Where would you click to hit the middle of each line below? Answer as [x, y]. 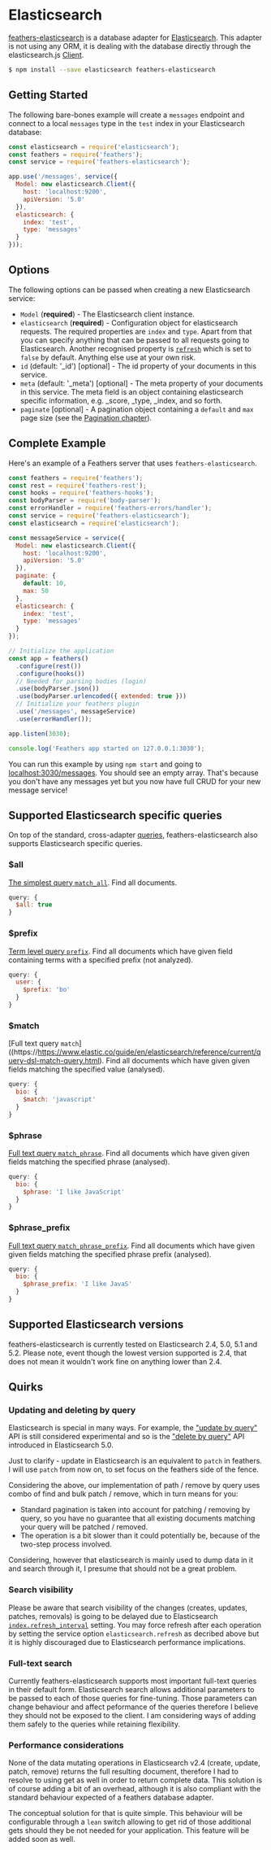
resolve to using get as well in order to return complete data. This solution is [135, 1780]
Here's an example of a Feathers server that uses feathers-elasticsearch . [133, 463]
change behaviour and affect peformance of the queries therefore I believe [133, 1707]
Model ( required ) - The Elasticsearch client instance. [107, 314]
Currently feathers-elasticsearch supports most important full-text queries [133, 1681]
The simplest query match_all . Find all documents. [93, 882]
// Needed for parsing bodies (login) [82, 681]
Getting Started [48, 95]
